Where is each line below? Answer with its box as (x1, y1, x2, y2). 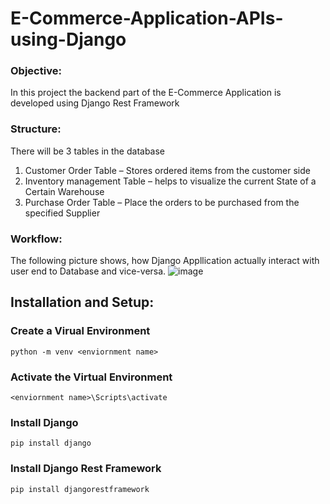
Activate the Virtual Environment (10, 370, 173, 384)
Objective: (10, 64, 62, 78)
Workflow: (10, 232, 63, 246)
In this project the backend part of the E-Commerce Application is (10, 87, 282, 99)
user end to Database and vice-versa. (10, 265, 167, 277)
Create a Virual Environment (10, 324, 151, 338)
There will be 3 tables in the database (10, 145, 166, 157)
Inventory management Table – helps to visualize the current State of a (24, 175, 317, 187)
